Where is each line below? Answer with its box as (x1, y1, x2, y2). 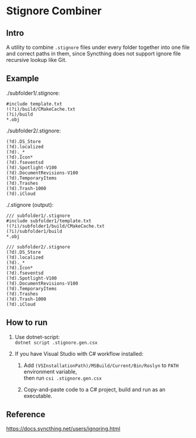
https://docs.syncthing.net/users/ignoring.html (6, 425, 121, 433)
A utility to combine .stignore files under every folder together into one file (6, 44, 190, 51)
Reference (6, 409, 46, 420)
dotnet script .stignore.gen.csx (14, 340, 98, 346)
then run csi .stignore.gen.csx (23, 374, 102, 381)
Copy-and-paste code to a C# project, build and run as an (23, 386, 166, 393)
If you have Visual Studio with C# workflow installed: (14, 350, 144, 357)
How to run (6, 318, 48, 328)
